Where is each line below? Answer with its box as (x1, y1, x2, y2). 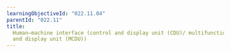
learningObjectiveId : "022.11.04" (6, 10, 106, 17)
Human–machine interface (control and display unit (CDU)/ (12, 29, 186, 36)
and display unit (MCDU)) (12, 36, 88, 43)
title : (6, 23, 26, 30)
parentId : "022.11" (6, 17, 63, 23)
